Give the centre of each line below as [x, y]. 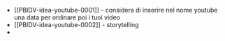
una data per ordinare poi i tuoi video [67, 17]
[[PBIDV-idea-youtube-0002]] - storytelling [76, 25]
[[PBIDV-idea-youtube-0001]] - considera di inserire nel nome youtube [116, 10]
